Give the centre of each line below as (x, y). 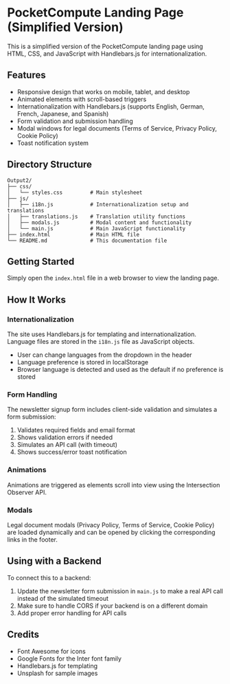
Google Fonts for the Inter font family (69, 659)
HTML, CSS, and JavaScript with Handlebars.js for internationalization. (107, 54)
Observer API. (27, 492)
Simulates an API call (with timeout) (67, 445)
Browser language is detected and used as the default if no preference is (120, 370)
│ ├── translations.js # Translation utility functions (96, 217)
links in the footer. (33, 539)
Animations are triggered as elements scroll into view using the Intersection (114, 485)
